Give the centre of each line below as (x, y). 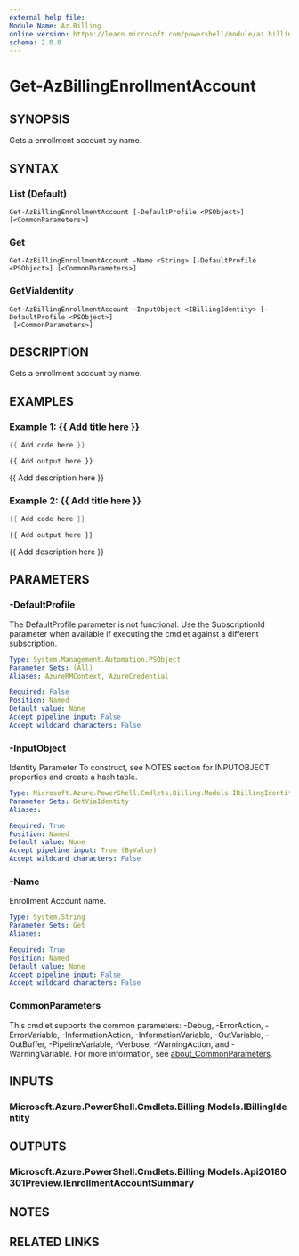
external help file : (48, 17)
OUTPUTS (38, 1147)
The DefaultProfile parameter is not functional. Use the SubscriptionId (137, 624)
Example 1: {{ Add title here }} (74, 426)
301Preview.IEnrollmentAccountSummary (102, 1183)
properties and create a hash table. (73, 777)
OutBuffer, (28, 1044)
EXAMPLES (41, 401)
